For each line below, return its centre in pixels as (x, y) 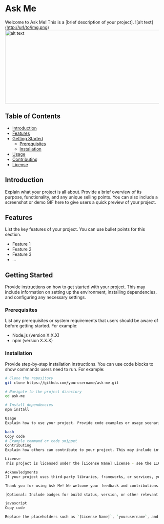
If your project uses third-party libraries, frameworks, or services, (79, 477)
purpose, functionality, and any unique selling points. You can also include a (82, 197)
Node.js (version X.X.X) (36, 335)
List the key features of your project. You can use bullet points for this (75, 229)
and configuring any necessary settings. (46, 298)
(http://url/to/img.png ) (27, 27)
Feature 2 (22, 249)
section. (13, 235)
